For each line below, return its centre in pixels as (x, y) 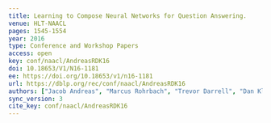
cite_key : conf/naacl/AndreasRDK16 (68, 106)
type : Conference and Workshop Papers (73, 46)
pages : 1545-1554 (38, 31)
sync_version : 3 (35, 99)
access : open (30, 53)
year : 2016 (27, 38)
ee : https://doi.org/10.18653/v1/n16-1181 (81, 76)
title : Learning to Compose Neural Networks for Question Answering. (128, 16)
